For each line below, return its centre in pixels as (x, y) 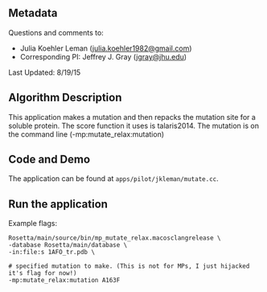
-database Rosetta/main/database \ (68, 245)
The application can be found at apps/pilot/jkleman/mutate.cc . (113, 179)
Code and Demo (49, 160)
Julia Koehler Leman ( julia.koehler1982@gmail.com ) (106, 48)
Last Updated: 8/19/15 (45, 72)
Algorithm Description (65, 98)
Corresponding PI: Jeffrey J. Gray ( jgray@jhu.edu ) (103, 56)
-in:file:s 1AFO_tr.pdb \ (51, 253)
